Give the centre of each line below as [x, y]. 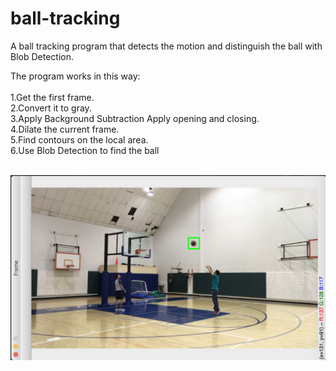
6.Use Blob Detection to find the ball [85, 150]
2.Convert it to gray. [51, 108]
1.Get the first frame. [52, 97]
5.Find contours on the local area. [79, 139]
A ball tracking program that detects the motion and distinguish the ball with [166, 46]
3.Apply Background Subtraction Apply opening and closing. [135, 118]
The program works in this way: [75, 76]
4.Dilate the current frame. [65, 129]
